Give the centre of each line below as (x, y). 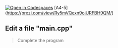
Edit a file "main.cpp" (39, 28)
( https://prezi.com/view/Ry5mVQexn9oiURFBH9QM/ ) (59, 13)
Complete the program (40, 40)
